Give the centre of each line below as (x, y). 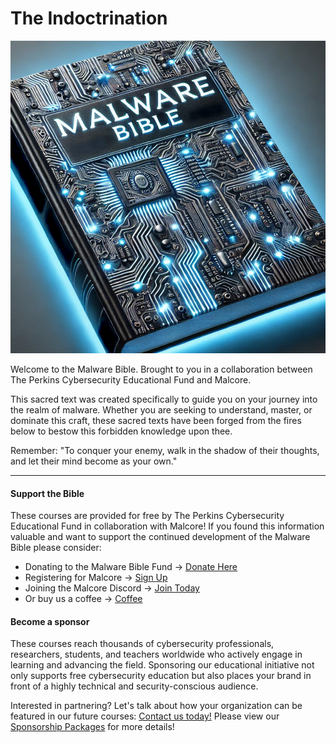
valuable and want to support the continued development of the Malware (160, 537)
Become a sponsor (50, 621)
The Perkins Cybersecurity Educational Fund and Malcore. (131, 379)
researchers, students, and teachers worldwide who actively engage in (156, 654)
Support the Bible (47, 493)
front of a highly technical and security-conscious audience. (134, 686)
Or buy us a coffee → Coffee (83, 599)
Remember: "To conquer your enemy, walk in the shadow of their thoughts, (165, 450)
